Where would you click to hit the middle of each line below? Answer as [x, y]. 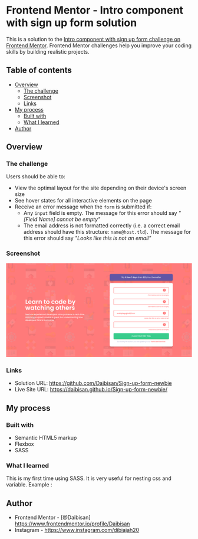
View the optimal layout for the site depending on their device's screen [100, 188]
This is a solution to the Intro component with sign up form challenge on [93, 39]
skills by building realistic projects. [48, 51]
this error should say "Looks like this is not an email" [87, 238]
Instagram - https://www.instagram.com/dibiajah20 [77, 530]
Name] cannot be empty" [70, 220]
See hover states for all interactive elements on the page [83, 201]
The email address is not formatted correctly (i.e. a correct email [102, 226]
